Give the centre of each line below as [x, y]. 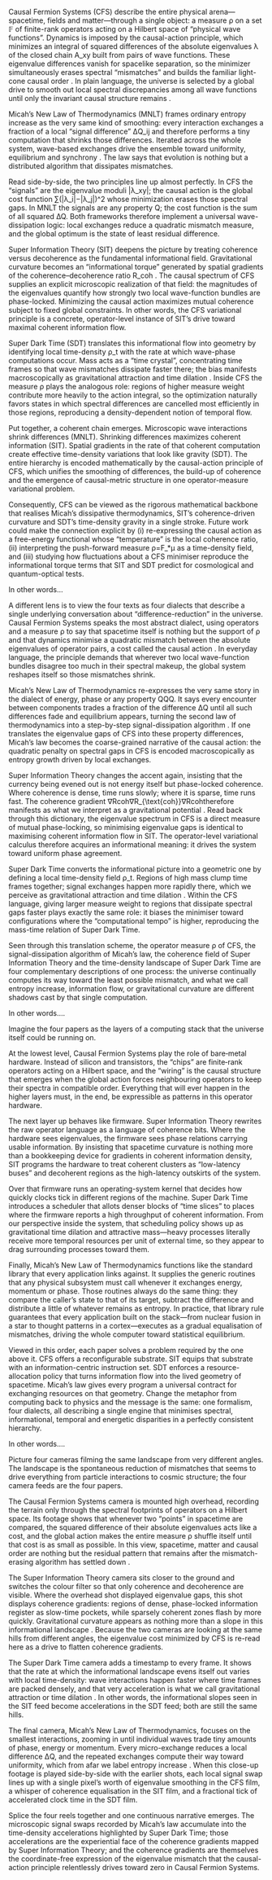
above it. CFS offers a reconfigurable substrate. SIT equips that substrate [131, 1359]
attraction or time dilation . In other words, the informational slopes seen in [133, 1697]
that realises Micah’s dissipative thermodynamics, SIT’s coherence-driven [132, 513]
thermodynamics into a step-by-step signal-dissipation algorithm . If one [130, 725]
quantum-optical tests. [46, 574]
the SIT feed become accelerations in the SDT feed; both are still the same [133, 1706]
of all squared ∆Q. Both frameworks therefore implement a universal [122, 216]
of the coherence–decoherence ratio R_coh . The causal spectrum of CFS [132, 275]
